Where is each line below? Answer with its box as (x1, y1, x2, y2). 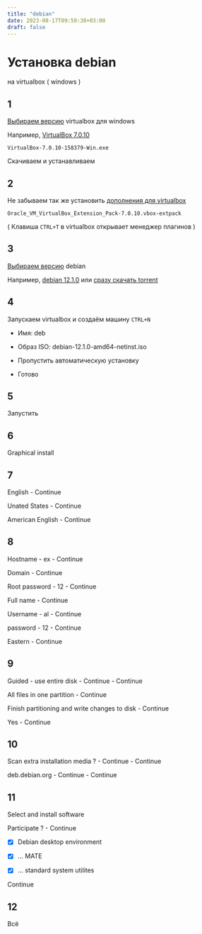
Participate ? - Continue (7, 824, 76, 833)
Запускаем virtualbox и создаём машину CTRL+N (7, 315, 150, 323)
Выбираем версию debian (7, 262, 86, 270)
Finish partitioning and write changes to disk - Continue (7, 704, 170, 713)
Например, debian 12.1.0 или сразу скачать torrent (7, 275, 158, 284)
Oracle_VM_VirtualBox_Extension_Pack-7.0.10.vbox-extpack (7, 210, 182, 217)
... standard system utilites (17, 866, 95, 874)
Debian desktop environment (17, 838, 102, 846)
